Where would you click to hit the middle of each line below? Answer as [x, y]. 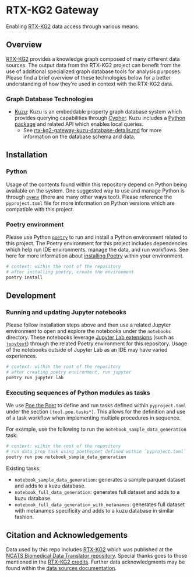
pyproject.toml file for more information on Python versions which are [90, 203]
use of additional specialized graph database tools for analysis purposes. [94, 71]
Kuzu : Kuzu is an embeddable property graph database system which [98, 112]
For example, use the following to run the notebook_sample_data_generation [96, 429]
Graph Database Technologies [50, 99]
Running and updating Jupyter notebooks [66, 312]
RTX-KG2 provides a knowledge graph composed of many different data [93, 59]
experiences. [22, 356]
